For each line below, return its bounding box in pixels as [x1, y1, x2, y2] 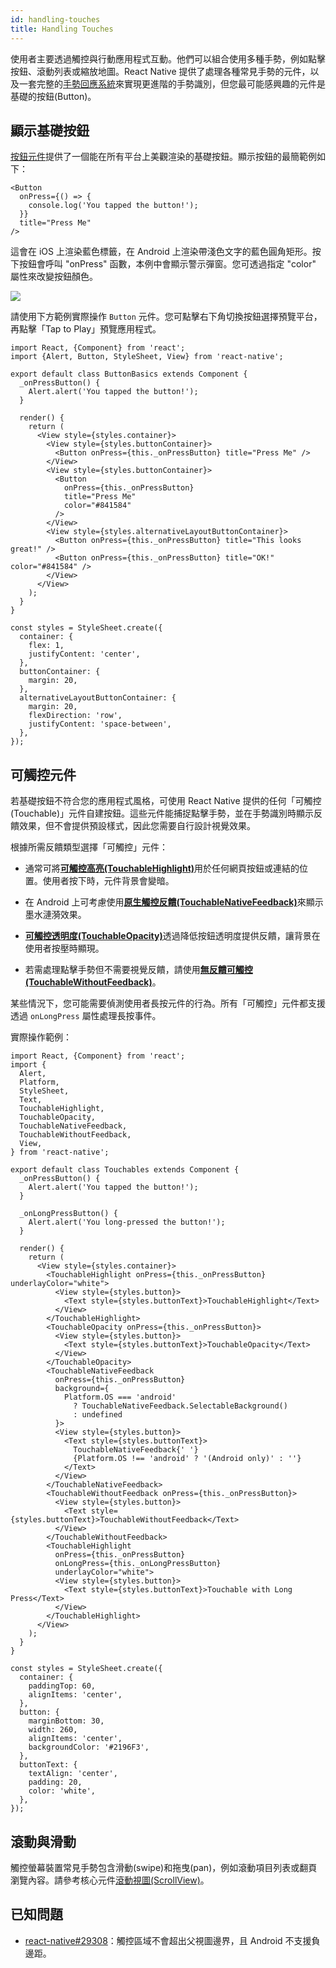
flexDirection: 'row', [28, 711, 123, 721]
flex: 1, [28, 641, 65, 651]
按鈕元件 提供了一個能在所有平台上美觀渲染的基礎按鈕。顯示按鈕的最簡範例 [10, 151, 317, 163]
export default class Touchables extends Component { [10, 1165, 240, 1175]
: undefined [73, 1410, 123, 1420]
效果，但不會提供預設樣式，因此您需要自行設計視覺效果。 [18, 820, 256, 832]
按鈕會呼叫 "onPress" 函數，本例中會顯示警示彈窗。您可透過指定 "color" [18, 258, 317, 270]
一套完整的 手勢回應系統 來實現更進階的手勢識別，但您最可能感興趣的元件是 [18, 77, 326, 90]
